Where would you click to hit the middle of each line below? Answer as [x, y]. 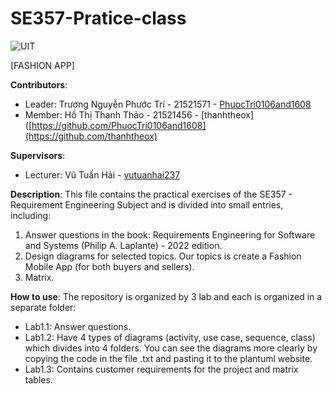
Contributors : [39, 84]
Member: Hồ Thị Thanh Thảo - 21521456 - [111, 114]
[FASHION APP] [42, 65]
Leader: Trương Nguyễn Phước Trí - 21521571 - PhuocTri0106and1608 [168, 104]
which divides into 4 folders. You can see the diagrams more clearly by [171, 348]
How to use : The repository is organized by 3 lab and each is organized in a [166, 296]
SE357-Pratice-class [98, 18]
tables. [38, 379]
